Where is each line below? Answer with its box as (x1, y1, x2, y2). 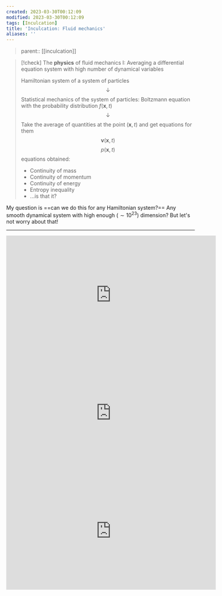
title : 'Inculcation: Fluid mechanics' (6, 25, 106, 32)
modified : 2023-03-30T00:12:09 (6, 14, 84, 20)
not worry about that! (6, 218, 59, 225)
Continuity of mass (29, 167, 77, 174)
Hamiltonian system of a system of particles (20, 77, 130, 85)
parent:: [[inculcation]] (20, 47, 77, 55)
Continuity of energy (29, 180, 81, 187)
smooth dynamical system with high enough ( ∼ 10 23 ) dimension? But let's (6, 210, 190, 219)
